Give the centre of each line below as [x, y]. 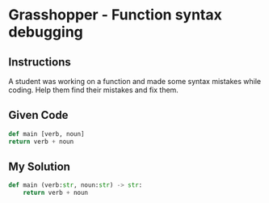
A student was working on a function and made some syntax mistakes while [134, 81]
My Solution [40, 166]
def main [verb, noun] [46, 134]
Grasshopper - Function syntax [115, 15]
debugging [46, 32]
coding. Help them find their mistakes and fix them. [94, 90]
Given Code [38, 115]
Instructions [40, 62]
